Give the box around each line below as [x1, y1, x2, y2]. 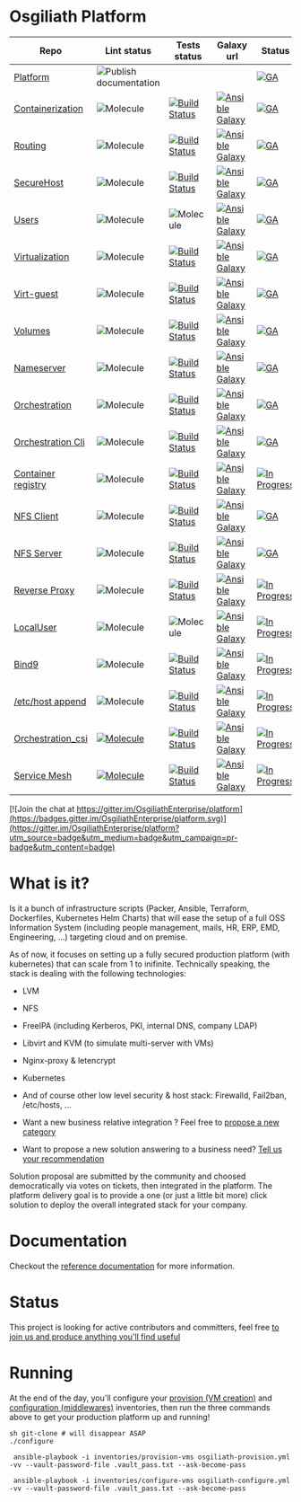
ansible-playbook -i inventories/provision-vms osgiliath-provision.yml [13, 1453, 291, 1462]
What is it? [9, 873, 90, 894]
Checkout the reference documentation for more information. [9, 1260, 236, 1271]
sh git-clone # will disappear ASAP [9, 1428, 146, 1438]
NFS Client [13, 509, 59, 522]
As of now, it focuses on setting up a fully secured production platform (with [9, 949, 290, 959]
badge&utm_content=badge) [9, 842, 116, 853]
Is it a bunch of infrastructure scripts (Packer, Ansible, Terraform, [9, 903, 249, 914]
